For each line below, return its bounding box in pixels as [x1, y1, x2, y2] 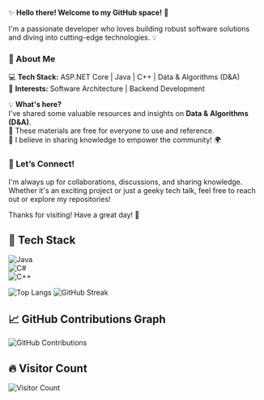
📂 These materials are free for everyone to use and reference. [8, 126, 215, 135]
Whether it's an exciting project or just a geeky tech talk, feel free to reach [8, 185, 257, 195]
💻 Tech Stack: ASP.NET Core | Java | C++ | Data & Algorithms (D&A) [8, 72, 241, 82]
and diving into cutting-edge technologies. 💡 [8, 32, 158, 42]
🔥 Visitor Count [8, 361, 87, 375]
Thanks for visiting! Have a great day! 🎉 [8, 209, 140, 219]
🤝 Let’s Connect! [8, 158, 75, 170]
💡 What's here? [8, 100, 62, 110]
